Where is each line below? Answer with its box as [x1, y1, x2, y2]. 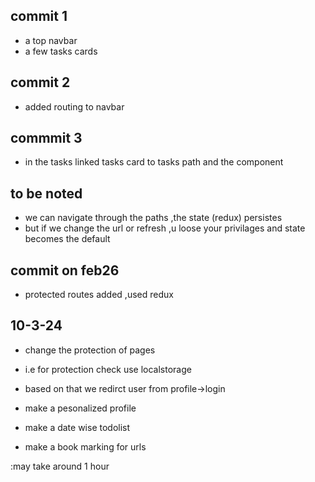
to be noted [10, 185, 83, 202]
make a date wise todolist [24, 421, 131, 433]
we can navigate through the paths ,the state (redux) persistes [24, 212, 283, 224]
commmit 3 [10, 130, 83, 147]
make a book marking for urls [24, 440, 147, 453]
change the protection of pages [24, 344, 156, 356]
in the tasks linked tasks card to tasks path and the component [24, 156, 284, 168]
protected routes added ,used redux [24, 289, 174, 301]
